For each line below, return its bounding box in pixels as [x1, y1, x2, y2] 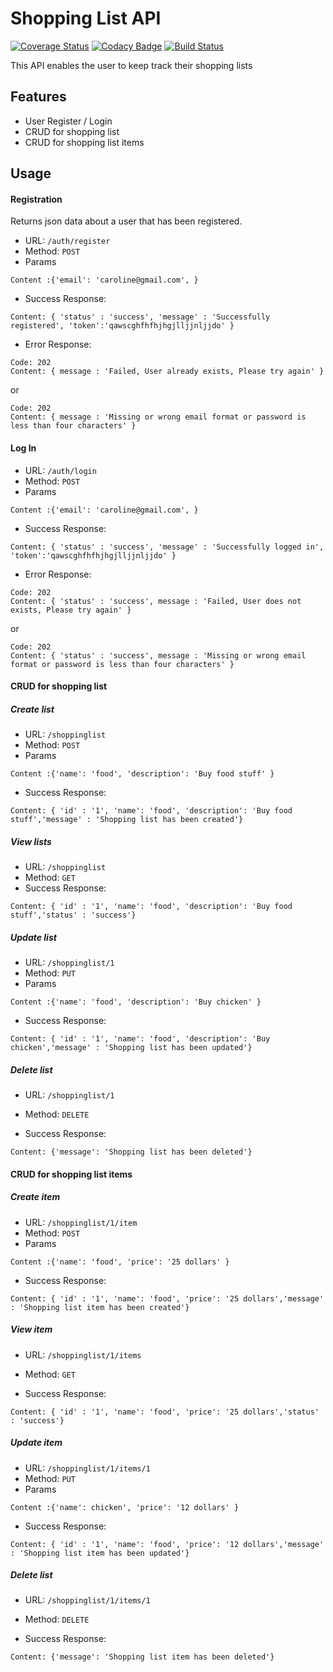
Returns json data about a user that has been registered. [10, 215, 243, 227]
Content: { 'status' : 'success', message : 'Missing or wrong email [10, 650, 307, 661]
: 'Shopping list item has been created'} [10, 1302, 190, 1312]
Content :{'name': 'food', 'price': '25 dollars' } [10, 1257, 230, 1267]
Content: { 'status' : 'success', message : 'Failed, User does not [10, 596, 302, 606]
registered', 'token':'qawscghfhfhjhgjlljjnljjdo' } [10, 321, 235, 331]
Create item [10, 1191, 61, 1203]
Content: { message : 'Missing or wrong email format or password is [10, 412, 307, 422]
